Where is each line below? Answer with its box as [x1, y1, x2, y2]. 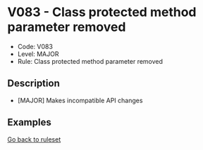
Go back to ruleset [7, 135, 61, 144]
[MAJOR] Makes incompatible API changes [17, 96, 143, 104]
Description [7, 78, 60, 90]
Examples [7, 116, 51, 128]
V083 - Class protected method [7, 4, 197, 20]
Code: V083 [17, 42, 53, 50]
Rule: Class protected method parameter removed [17, 57, 164, 65]
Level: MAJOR [17, 50, 59, 58]
